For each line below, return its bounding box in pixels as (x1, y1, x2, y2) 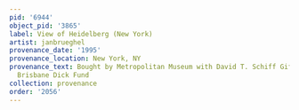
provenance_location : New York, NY (9, 54, 141, 63)
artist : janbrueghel (9, 37, 86, 47)
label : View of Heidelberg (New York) (9, 29, 153, 38)
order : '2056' (9, 87, 62, 96)
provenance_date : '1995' (9, 46, 101, 55)
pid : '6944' (9, 12, 53, 22)
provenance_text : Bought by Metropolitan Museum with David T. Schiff (9, 63, 277, 72)
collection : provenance (9, 79, 98, 88)
